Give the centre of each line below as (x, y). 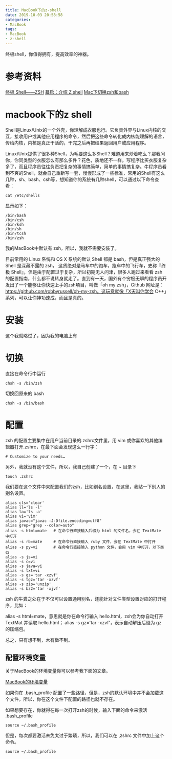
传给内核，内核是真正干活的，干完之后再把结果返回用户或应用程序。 (77, 142)
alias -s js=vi (21, 557)
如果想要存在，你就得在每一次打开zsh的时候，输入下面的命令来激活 (76, 710)
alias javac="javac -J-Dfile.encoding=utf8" (53, 521)
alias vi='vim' (21, 516)
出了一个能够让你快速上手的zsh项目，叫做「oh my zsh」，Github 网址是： (87, 285)
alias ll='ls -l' (24, 507)
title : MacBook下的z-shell (33, 10)
